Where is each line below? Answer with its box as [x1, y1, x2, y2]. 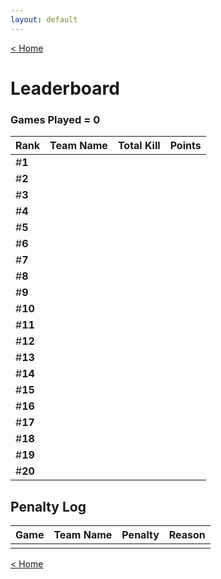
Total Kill [117, 139, 161, 153]
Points [169, 139, 202, 153]
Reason [168, 527, 206, 541]
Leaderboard [10, 77, 120, 100]
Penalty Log [10, 498, 87, 515]
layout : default [10, 14, 78, 25]
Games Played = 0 [10, 112, 101, 126]
